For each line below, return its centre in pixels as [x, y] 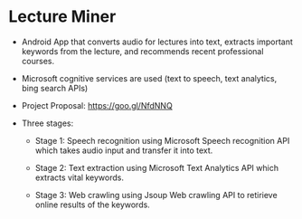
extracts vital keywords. [79, 177]
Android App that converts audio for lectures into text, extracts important [157, 42]
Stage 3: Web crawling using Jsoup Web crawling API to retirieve [156, 195]
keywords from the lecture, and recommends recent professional [142, 51]
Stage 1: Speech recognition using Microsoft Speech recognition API [162, 140]
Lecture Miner [62, 17]
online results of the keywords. [92, 205]
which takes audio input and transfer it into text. [124, 150]
